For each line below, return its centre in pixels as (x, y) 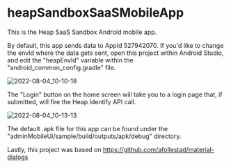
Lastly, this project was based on (55, 149)
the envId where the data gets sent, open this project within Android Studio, (115, 53)
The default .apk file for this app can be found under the (88, 128)
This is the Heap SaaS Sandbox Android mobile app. (82, 32)
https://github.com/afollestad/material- (158, 149)
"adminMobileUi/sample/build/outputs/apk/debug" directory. (94, 136)
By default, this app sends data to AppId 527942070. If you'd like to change (115, 45)
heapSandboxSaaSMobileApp (96, 13)
